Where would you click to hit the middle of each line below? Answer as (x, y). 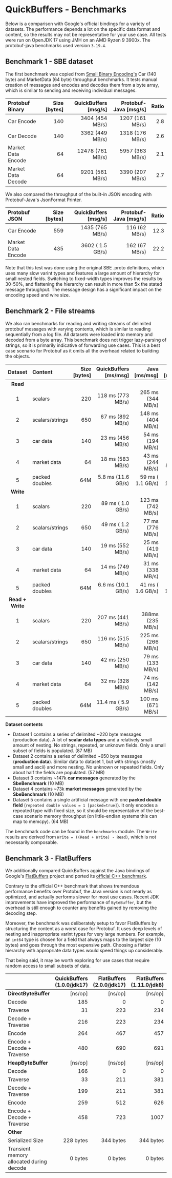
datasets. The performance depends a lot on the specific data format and (83, 29)
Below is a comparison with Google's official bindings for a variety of (78, 24)
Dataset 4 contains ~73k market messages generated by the (77, 789)
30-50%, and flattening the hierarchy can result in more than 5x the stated (84, 284)
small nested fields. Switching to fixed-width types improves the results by (84, 279)
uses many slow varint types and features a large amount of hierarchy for (83, 273)
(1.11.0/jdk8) (147, 985)
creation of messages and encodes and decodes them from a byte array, (82, 85)
